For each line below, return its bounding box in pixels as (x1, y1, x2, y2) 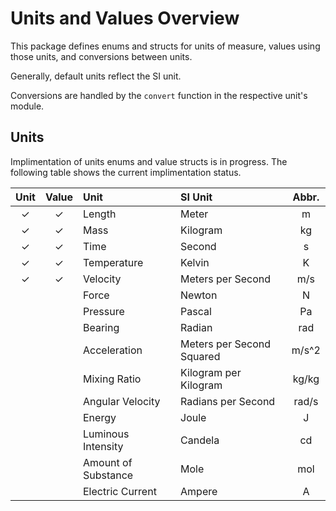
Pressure (83, 304, 125, 318)
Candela (180, 433, 220, 447)
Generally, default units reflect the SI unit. (10, 70, 182, 82)
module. (10, 100, 45, 112)
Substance (83, 468, 134, 482)
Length (83, 207, 117, 221)
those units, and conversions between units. (10, 50, 193, 62)
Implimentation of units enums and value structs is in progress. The (10, 155, 288, 167)
